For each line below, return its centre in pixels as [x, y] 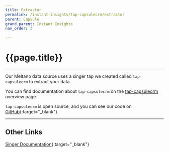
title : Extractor [23, 10]
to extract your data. [50, 82]
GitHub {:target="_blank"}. [32, 112]
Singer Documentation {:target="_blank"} [47, 144]
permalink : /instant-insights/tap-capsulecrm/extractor [65, 15]
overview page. [21, 97]
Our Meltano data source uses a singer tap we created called [68, 76]
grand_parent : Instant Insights [39, 24]
